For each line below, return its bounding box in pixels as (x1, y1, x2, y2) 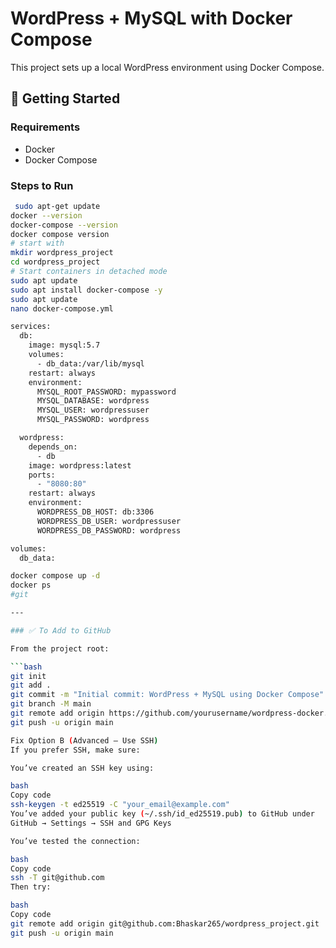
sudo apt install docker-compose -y (10, 285, 163, 295)
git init (10, 671, 47, 681)
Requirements (10, 120, 81, 134)
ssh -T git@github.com (10, 873, 105, 883)
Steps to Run (10, 178, 74, 192)
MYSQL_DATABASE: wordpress (36, 396, 150, 406)
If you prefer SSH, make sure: (10, 745, 141, 755)
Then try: (10, 882, 52, 892)
